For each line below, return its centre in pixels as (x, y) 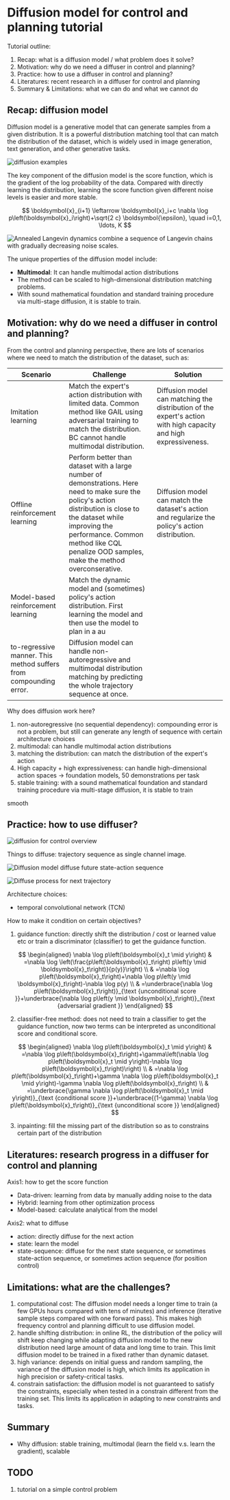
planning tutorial (55, 27)
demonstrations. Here (103, 483)
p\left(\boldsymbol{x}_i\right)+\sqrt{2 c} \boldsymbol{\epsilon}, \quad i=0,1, (115, 218)
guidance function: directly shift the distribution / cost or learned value (116, 934)
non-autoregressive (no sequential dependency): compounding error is (117, 724)
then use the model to (103, 622)
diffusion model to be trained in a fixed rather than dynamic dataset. (113, 1355)
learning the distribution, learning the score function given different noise (110, 189)
